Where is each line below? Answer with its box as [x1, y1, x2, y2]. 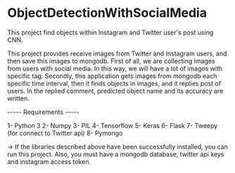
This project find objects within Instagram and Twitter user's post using [7, 28, 214, 37]
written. [7, 94, 30, 103]
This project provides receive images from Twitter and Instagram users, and [7, 49, 227, 58]
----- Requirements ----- [7, 108, 80, 116]
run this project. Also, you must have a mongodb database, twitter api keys [7, 150, 224, 158]
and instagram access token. [7, 157, 91, 166]
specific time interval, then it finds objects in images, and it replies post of [7, 79, 222, 87]
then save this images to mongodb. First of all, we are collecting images [7, 56, 215, 65]
